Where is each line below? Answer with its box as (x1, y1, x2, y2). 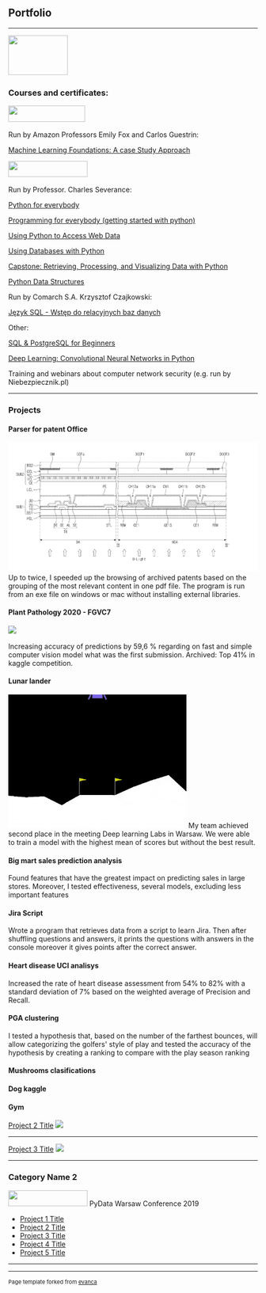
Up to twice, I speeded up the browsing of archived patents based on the (8, 572, 247, 582)
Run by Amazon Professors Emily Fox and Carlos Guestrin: (8, 130, 199, 139)
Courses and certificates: (8, 87, 109, 98)
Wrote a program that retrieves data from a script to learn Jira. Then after (8, 926, 247, 935)
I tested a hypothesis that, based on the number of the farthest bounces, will (8, 1031, 258, 1040)
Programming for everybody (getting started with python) (8, 215, 196, 225)
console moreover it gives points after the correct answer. (8, 942, 197, 953)
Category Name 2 (8, 1172, 78, 1183)
